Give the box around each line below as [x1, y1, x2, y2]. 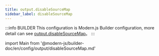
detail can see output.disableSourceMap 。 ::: [5, 30, 95, 36]
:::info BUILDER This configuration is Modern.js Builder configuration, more [5, 25, 155, 30]
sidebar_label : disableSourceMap [5, 12, 73, 16]
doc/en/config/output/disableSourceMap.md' [5, 45, 96, 51]
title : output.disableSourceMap [5, 7, 70, 12]
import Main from [5, 40, 40, 46]
